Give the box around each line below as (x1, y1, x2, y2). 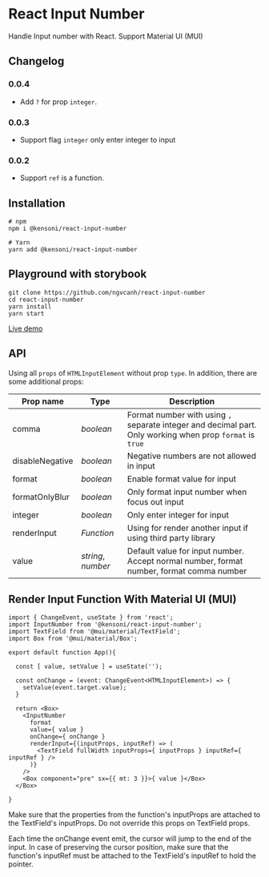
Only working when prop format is (126, 429, 255, 441)
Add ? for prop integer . (19, 97, 98, 107)
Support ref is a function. (19, 173, 104, 183)
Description (169, 396, 215, 407)
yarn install (8, 302, 52, 311)
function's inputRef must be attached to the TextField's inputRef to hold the (8, 851, 256, 861)
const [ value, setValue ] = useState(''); (15, 662, 163, 671)
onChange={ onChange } (29, 733, 106, 741)
